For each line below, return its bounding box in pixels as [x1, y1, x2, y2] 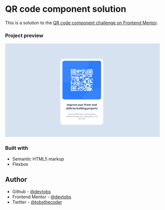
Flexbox [12, 161, 28, 167]
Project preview [5, 32, 44, 39]
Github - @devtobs [12, 188, 51, 194]
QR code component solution [5, 3, 127, 15]
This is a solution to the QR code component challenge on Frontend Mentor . [5, 20, 158, 26]
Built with [5, 144, 28, 151]
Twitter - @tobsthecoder [12, 199, 62, 205]
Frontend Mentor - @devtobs [12, 194, 72, 200]
